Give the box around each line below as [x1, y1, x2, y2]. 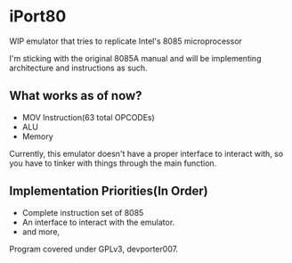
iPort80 [9, 6, 67, 27]
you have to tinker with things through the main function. [9, 158, 217, 168]
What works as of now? [9, 88, 142, 103]
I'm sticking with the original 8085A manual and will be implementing [9, 53, 262, 63]
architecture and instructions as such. [9, 62, 149, 73]
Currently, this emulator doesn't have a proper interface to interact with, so [9, 148, 284, 159]
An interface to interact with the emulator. [21, 217, 175, 227]
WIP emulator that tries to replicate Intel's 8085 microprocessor [9, 36, 243, 46]
